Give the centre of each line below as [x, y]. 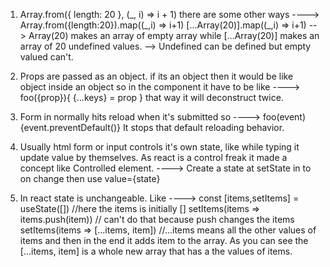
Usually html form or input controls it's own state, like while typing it [159, 147]
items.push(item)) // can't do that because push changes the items [157, 219]
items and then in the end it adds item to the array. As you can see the [164, 240]
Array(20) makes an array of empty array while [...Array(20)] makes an [174, 35]
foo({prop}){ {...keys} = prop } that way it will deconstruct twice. [151, 97]
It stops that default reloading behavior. [203, 127]
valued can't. [46, 57]
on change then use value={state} [90, 178]
